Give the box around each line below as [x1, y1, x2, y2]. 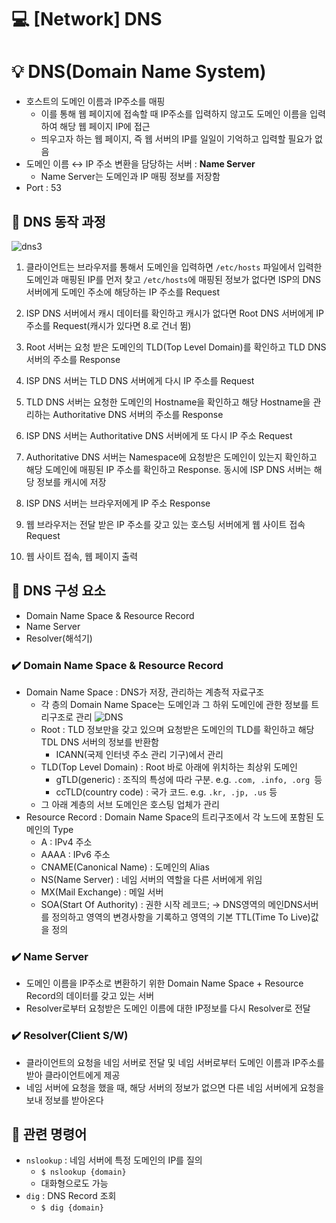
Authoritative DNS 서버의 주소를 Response [52, 408, 224, 420]
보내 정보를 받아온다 [25, 1094, 104, 1106]
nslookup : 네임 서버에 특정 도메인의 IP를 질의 [25, 1154, 203, 1166]
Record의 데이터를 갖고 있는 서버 [25, 990, 155, 1002]
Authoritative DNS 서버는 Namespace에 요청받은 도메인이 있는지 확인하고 [25, 451, 318, 463]
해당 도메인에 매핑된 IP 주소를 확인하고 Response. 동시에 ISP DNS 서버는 [25, 463, 312, 475]
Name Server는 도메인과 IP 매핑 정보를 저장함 [40, 171, 221, 183]
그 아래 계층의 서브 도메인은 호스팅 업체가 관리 [40, 799, 220, 811]
